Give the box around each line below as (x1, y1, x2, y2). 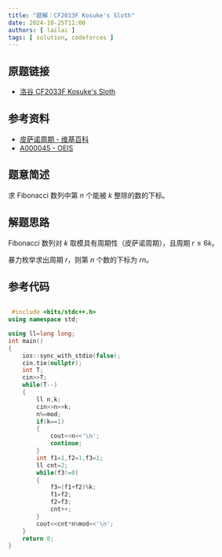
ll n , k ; (36, 395, 61, 404)
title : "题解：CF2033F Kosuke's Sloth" (8, 11, 135, 20)
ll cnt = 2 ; (36, 461, 68, 469)
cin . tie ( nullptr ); (22, 359, 82, 367)
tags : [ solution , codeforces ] (8, 33, 114, 42)
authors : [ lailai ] (8, 26, 76, 34)
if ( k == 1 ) (36, 418, 65, 426)
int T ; (22, 367, 44, 374)
